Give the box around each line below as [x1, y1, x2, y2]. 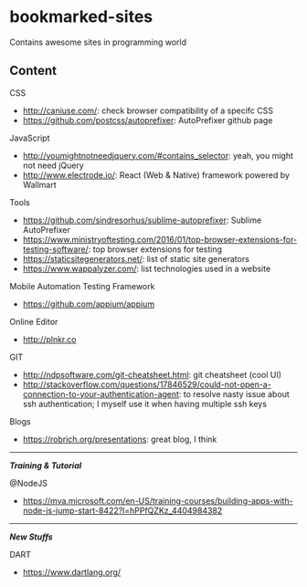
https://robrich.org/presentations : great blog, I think [22, 434, 217, 445]
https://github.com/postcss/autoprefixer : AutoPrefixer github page [22, 114, 273, 125]
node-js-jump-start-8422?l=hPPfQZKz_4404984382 [22, 505, 223, 516]
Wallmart [22, 179, 57, 190]
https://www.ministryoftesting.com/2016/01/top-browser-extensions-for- [22, 234, 298, 245]
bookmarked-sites [9, 6, 153, 27]
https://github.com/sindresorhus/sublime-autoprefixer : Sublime [22, 215, 262, 225]
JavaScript [9, 132, 50, 143]
